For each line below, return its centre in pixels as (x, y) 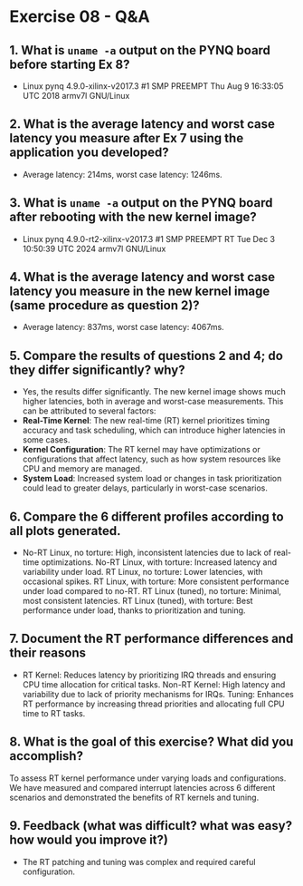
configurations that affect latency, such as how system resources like (151, 459)
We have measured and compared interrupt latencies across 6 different (142, 787)
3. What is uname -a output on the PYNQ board (141, 203)
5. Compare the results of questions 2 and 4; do (146, 355)
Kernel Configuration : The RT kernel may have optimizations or (141, 450)
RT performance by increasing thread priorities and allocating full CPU (153, 704)
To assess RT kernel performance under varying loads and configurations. (148, 778)
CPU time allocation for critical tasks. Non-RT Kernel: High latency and (154, 684)
